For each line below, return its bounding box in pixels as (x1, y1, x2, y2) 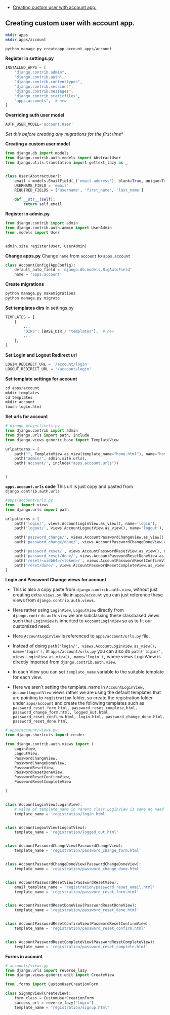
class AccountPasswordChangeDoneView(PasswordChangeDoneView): (5, 861, 142, 867)
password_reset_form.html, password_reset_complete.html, (12, 705, 138, 711)
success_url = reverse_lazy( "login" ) (14, 1000, 94, 1005)
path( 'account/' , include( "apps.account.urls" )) (14, 461, 119, 466)
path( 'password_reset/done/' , (14, 553, 78, 558)
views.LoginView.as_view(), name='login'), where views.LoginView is (12, 654, 161, 660)
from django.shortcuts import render (5, 732, 85, 738)
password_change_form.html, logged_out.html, (12, 710, 110, 715)
